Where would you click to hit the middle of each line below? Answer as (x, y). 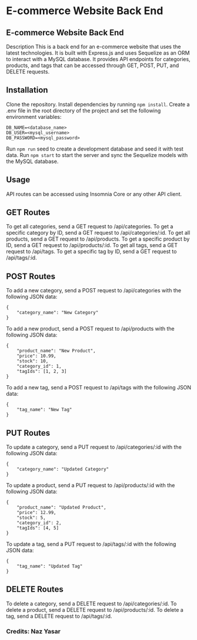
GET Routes (28, 213)
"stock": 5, (31, 518)
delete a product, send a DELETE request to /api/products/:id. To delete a (95, 609)
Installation (27, 90)
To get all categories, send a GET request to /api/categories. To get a (90, 226)
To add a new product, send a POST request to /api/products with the (90, 329)
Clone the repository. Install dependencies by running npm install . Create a (98, 104)
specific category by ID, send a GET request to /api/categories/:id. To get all (98, 233)
